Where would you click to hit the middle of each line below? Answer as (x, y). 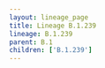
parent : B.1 (31, 42)
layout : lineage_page (49, 17)
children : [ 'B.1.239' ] (51, 50)
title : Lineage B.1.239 (53, 26)
